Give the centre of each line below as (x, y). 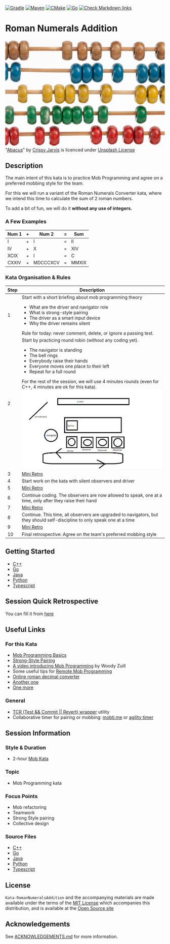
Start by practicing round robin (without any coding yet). (80, 340)
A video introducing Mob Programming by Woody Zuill (69, 666)
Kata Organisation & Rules (38, 277)
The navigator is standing (56, 350)
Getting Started (30, 552)
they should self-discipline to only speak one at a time (78, 520)
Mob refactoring (29, 807)
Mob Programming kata (37, 783)
